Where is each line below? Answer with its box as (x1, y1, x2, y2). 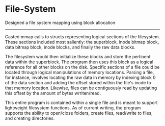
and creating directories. (5, 115, 55, 121)
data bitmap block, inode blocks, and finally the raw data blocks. (5, 44, 136, 50)
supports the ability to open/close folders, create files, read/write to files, (5, 110, 153, 116)
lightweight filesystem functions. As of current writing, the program (5, 104, 141, 111)
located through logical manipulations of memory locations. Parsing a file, (5, 69, 154, 75)
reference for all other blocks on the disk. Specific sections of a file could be (5, 64, 160, 70)
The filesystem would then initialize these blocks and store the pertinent (5, 53, 151, 59)
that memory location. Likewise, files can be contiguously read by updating (5, 85, 157, 91)
